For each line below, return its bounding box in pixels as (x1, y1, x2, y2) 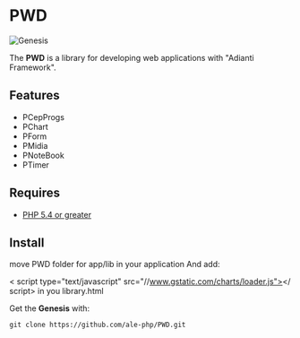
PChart (21, 121, 49, 132)
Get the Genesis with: (9, 303, 90, 314)
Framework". (9, 62, 56, 73)
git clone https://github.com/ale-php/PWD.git (9, 320, 186, 330)
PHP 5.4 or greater (21, 209, 92, 220)
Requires (9, 186, 61, 201)
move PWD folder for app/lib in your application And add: (9, 259, 220, 270)
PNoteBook (21, 150, 64, 160)
